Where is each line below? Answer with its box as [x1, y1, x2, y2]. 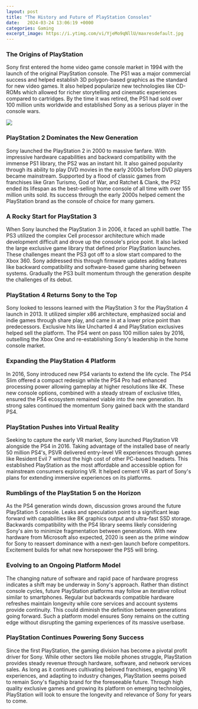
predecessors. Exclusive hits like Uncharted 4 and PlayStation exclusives [6, 323, 184, 331]
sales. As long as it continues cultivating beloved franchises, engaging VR [6, 666, 186, 673]
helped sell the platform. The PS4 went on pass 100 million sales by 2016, [6, 329, 185, 336]
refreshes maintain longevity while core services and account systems [6, 599, 178, 607]
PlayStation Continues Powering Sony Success [6, 633, 144, 641]
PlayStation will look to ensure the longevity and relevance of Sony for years [6, 691, 192, 698]
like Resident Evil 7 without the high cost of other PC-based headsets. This [6, 455, 188, 462]
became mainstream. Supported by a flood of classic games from [6, 172, 166, 179]
